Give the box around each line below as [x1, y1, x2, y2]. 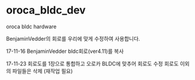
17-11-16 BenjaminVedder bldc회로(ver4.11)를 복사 [6, 48, 124, 55]
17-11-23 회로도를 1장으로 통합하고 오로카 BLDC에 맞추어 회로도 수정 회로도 [6, 60, 179, 67]
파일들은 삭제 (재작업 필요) [12, 67, 73, 74]
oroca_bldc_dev [6, 4, 86, 17]
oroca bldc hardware [6, 23, 57, 30]
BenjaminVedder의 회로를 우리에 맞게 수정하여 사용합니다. [6, 35, 140, 42]
